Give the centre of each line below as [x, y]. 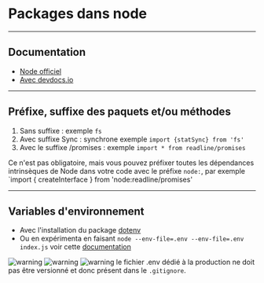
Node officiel [40, 71]
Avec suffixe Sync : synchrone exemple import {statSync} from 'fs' [132, 139]
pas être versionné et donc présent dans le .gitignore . [97, 270]
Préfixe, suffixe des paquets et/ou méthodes [120, 112]
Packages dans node [78, 14]
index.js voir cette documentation [75, 247]
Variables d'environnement [76, 211]
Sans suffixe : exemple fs [60, 130]
